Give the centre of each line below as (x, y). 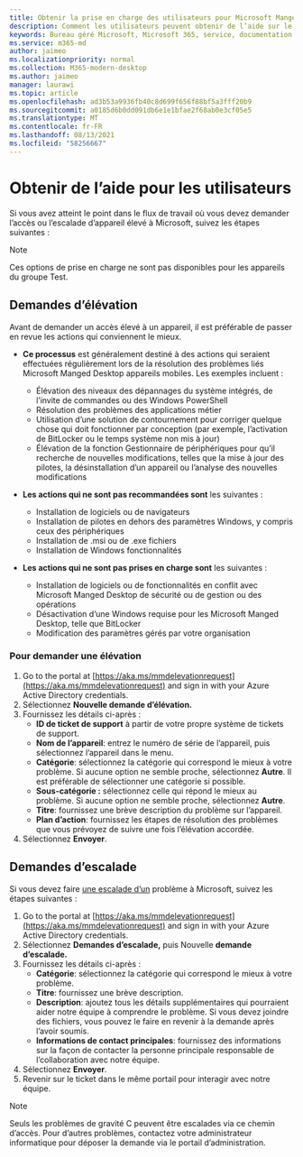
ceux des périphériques (80, 531)
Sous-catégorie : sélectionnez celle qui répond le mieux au (146, 791)
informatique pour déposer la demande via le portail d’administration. (138, 1143)
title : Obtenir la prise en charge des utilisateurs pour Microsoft (141, 18)
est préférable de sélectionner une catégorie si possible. (141, 781)
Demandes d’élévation (73, 305)
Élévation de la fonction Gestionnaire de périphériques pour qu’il (155, 448)
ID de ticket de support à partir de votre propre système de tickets (160, 723)
